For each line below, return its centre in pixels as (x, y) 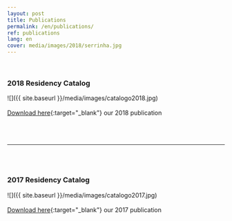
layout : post (26, 13)
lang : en (20, 39)
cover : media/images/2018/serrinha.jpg (65, 46)
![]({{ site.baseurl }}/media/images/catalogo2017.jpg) (82, 195)
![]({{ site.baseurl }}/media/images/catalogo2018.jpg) (83, 98)
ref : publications (33, 33)
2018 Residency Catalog (49, 83)
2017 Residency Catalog (48, 180)
